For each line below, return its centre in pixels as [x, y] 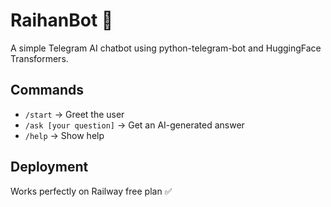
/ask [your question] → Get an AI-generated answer [134, 125]
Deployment [49, 167]
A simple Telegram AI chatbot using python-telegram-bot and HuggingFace [166, 48]
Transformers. [39, 58]
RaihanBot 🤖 [62, 20]
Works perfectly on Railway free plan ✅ [91, 191]
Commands [47, 90]
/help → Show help [64, 135]
